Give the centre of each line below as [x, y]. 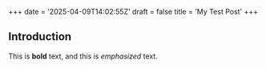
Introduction [40, 37]
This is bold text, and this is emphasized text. [83, 56]
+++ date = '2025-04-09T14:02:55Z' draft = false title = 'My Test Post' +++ [133, 12]
